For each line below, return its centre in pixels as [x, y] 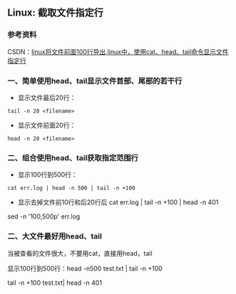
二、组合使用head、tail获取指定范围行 [73, 157]
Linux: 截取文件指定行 [55, 13]
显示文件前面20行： [47, 125]
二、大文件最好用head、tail [55, 236]
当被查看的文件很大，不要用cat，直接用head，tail [80, 253]
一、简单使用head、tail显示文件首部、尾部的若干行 [95, 80]
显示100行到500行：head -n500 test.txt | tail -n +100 [85, 268]
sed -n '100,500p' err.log [44, 216]
